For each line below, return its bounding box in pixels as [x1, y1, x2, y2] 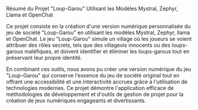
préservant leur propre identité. [6, 54, 83, 61]
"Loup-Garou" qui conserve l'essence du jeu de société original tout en [6, 72, 180, 79]
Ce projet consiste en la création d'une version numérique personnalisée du [6, 23, 191, 30]
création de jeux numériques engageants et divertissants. [6, 97, 147, 104]
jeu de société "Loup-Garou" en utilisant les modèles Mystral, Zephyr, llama [6, 29, 190, 36]
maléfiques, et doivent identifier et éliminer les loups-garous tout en [24, 48, 190, 55]
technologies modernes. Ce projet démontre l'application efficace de [6, 85, 174, 91]
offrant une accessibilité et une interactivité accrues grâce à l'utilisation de [6, 78, 188, 85]
